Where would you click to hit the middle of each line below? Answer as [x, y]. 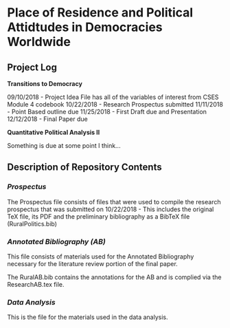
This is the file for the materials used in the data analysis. [88, 317]
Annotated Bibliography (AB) [57, 241]
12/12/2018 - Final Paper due [47, 119]
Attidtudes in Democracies [85, 27]
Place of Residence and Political [100, 13]
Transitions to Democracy [45, 84]
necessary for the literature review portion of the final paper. [93, 263]
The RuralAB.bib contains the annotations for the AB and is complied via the [114, 277]
